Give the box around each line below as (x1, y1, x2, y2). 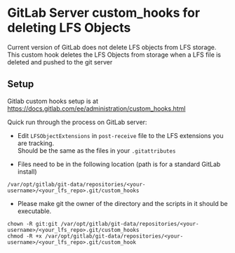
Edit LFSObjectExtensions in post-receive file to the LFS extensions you (17, 131, 224, 139)
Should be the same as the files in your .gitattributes (17, 146, 176, 155)
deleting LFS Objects (7, 20, 131, 36)
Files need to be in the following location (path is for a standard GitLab (17, 160, 221, 168)
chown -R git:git (7, 220, 58, 227)
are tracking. (17, 139, 55, 147)
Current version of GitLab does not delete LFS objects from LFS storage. (7, 43, 217, 51)
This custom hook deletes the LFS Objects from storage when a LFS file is (7, 50, 222, 59)
